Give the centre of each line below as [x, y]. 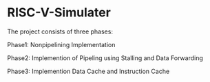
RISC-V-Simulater [59, 13]
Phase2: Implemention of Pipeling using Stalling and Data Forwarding [105, 58]
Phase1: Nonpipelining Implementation [61, 44]
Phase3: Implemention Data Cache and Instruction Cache [88, 71]
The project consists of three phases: [60, 31]
